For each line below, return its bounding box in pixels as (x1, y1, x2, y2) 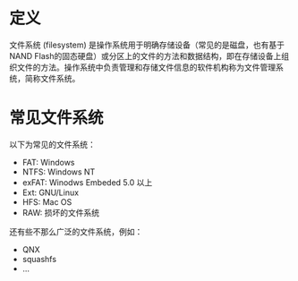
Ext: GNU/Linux (21, 187, 79, 198)
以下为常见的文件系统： (9, 139, 96, 149)
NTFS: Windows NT (21, 166, 96, 177)
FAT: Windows (21, 157, 75, 167)
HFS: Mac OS (21, 196, 72, 207)
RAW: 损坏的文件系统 (21, 207, 100, 217)
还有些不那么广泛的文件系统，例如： (9, 226, 143, 237)
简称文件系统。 (24, 72, 81, 83)
